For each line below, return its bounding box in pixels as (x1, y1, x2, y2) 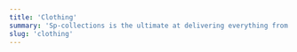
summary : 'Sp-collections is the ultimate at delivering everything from (9, 21, 289, 30)
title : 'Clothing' (9, 12, 77, 22)
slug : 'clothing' (9, 29, 74, 38)
